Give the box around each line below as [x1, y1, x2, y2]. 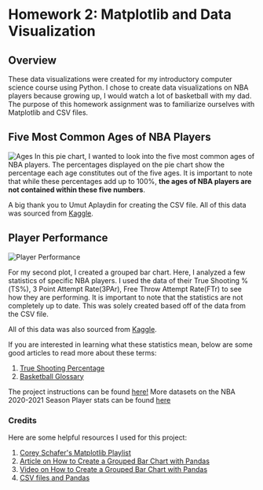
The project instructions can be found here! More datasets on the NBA [8, 387, 236, 396]
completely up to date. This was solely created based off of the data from [8, 300, 246, 310]
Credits [8, 414, 37, 426]
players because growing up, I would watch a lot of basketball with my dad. [8, 91, 252, 100]
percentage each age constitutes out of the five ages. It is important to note [8, 168, 253, 178]
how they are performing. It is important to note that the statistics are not [8, 293, 243, 302]
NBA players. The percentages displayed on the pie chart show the [8, 160, 225, 169]
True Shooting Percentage [19, 363, 105, 373]
